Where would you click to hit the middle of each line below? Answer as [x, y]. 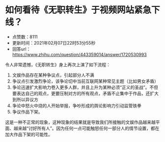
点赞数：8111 [25, 37]
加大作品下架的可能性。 [29, 134]
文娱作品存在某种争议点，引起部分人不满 [53, 75]
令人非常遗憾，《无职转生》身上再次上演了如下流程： [58, 65]
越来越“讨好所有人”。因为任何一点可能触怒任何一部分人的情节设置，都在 [86, 128]
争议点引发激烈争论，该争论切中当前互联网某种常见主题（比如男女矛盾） [85, 81]
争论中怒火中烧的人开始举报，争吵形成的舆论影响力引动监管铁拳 [77, 105]
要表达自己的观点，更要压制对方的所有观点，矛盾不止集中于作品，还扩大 [85, 93]
